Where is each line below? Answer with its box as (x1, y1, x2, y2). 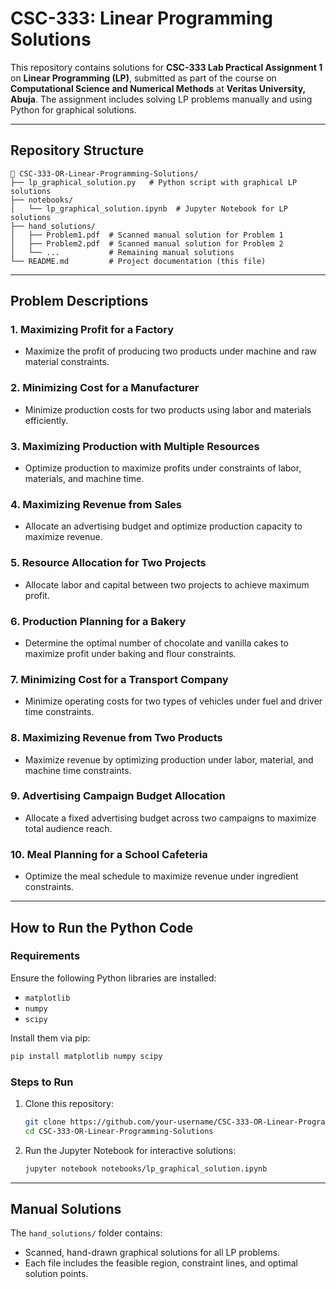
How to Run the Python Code (10, 919, 194, 936)
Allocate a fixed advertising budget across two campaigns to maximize (24, 812, 317, 824)
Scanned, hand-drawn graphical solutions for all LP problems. (24, 1247, 281, 1259)
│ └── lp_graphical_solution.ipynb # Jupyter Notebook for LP (10, 203, 288, 214)
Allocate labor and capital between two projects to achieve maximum (24, 578, 310, 591)
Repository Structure (10, 142, 145, 159)
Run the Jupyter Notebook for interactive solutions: (24, 1144, 237, 1156)
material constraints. (24, 356, 110, 368)
